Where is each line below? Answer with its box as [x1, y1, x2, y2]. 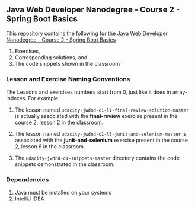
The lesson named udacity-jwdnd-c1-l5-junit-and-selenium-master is [14, 130, 187, 138]
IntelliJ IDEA [14, 195, 44, 202]
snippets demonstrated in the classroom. [14, 161, 115, 168]
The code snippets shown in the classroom [14, 60, 120, 67]
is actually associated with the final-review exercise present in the [14, 113, 178, 120]
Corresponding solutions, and [14, 53, 88, 61]
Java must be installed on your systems [14, 189, 112, 196]
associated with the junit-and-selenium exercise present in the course [14, 136, 188, 144]
